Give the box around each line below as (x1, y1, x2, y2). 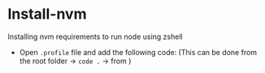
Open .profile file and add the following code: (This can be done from (19, 47, 258, 57)
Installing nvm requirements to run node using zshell (7, 32, 184, 41)
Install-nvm (7, 5, 87, 24)
